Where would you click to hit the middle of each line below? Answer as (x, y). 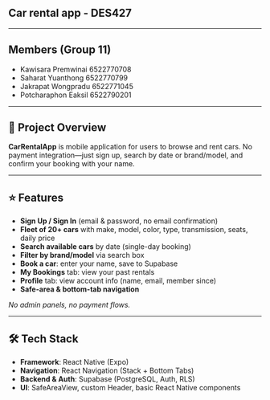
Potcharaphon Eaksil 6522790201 (76, 95)
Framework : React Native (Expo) (74, 362)
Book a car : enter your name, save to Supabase (99, 263)
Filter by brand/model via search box (82, 255)
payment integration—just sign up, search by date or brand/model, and (126, 155)
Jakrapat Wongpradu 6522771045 (77, 86)
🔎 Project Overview (57, 128)
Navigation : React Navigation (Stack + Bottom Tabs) (107, 371)
